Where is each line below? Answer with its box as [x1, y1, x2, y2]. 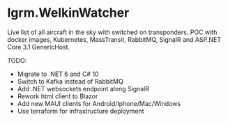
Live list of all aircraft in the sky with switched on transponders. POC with [7, 28, 218, 36]
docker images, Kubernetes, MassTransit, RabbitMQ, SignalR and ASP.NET [7, 35, 222, 43]
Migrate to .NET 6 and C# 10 [17, 70, 99, 78]
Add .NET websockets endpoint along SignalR [17, 84, 150, 93]
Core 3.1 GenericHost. [7, 43, 70, 51]
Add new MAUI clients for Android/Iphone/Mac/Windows [17, 99, 181, 107]
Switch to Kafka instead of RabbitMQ [17, 77, 123, 85]
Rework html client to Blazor [17, 92, 98, 100]
